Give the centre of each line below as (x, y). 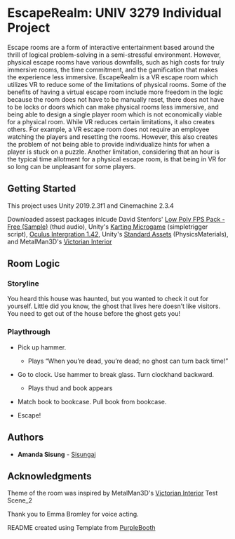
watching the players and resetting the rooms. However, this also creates (113, 137)
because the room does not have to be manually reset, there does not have (116, 99)
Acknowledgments (50, 476)
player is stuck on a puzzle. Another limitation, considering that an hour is (113, 152)
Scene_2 (20, 500)
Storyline (23, 284)
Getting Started (42, 188)
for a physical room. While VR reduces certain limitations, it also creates (111, 121)
